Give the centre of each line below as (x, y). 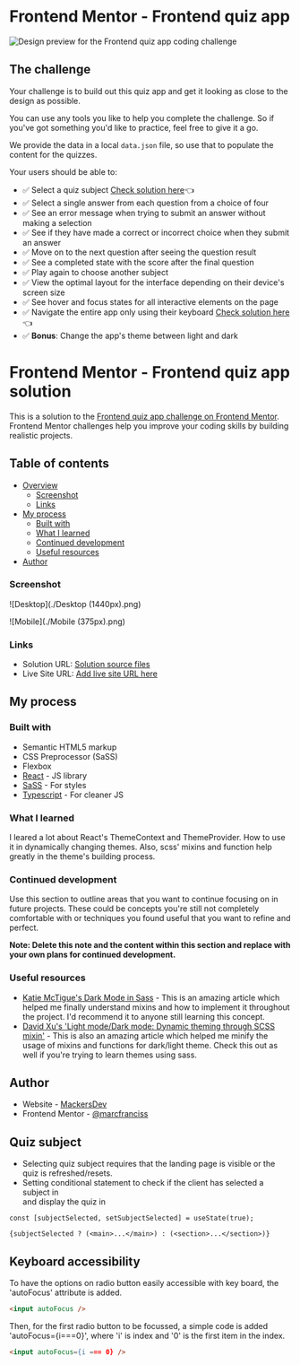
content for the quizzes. (53, 154)
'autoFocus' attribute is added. (66, 1292)
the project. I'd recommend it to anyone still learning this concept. (144, 1016)
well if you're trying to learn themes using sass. (109, 1055)
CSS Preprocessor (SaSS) (70, 756)
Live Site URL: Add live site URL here (90, 674)
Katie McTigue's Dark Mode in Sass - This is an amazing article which (151, 997)
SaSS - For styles (54, 785)
